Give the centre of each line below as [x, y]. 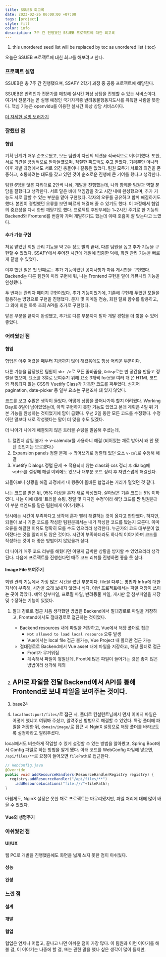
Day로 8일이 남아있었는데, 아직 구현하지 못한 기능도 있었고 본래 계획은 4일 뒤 [79, 407]
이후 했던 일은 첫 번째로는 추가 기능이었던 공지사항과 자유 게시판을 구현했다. [78, 270]
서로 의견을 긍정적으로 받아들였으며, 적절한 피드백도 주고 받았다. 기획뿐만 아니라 [82, 162]
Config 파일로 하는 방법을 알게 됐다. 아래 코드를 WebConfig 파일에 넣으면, [82, 749]
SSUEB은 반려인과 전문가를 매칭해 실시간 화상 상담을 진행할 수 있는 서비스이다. [81, 94]
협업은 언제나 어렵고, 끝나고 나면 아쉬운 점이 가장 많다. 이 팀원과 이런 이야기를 [80, 943]
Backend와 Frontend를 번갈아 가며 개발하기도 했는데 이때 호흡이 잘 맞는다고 [79, 216]
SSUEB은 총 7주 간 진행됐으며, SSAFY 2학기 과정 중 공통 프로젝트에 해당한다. [80, 83]
